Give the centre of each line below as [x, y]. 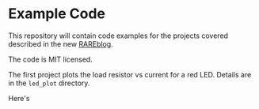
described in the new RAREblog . [61, 43]
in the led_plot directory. [49, 83]
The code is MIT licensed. [50, 59]
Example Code [57, 14]
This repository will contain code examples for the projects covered [118, 36]
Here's [19, 98]
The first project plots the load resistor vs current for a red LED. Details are [130, 74]
